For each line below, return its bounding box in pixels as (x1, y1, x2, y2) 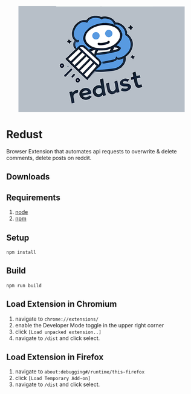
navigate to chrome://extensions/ (15, 315, 99, 322)
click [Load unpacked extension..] (15, 328, 102, 335)
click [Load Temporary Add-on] (15, 375, 91, 382)
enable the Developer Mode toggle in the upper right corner (15, 321, 164, 329)
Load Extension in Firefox (6, 352, 104, 362)
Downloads (6, 172, 50, 182)
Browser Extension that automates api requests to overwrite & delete (6, 147, 177, 155)
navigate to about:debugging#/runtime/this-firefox (15, 368, 145, 375)
